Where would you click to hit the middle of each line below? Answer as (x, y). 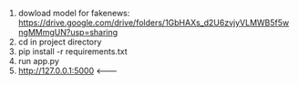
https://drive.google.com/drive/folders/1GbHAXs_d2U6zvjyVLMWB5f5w (154, 23)
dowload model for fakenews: (74, 13)
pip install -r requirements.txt (72, 52)
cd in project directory (60, 42)
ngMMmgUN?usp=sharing (68, 32)
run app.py (38, 61)
